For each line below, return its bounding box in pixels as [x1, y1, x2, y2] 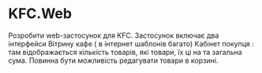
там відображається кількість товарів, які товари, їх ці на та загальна [8, 47, 242, 57]
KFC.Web [8, 5, 73, 23]
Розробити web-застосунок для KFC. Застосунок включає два [8, 31, 219, 40]
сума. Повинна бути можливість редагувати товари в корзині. [8, 56, 219, 65]
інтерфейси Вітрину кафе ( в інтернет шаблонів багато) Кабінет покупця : [8, 38, 255, 48]
